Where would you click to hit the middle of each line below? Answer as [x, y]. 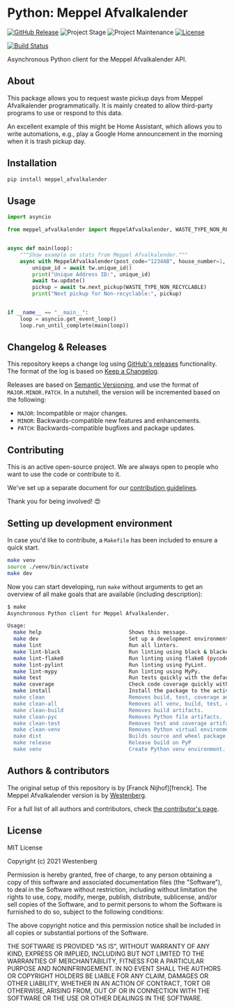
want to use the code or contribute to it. [64, 474]
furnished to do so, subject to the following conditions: [85, 912]
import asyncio [29, 217]
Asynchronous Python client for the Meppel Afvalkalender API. [97, 59]
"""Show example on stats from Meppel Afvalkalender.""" [104, 255]
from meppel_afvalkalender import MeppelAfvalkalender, [90, 230]
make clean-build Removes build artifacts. [109, 710]
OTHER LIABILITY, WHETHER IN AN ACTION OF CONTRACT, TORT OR [109, 983]
